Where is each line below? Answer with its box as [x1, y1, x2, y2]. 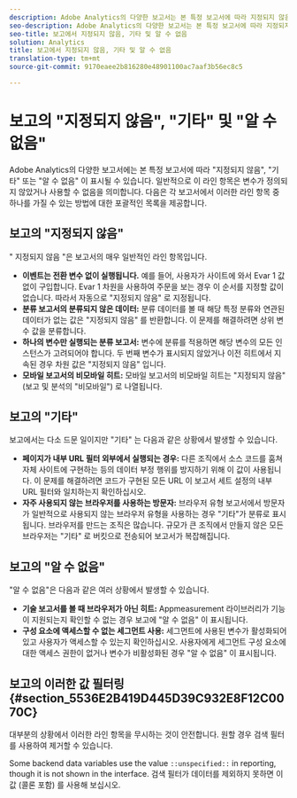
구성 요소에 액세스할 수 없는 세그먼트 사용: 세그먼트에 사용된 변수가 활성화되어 [21, 626, 287, 637]
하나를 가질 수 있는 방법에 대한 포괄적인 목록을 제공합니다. [9, 197, 208, 208]
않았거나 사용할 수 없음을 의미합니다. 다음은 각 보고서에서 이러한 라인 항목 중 [18, 186, 280, 197]
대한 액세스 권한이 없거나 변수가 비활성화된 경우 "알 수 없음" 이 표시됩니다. [21, 648, 277, 659]
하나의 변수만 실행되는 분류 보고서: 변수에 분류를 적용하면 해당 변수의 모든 [21, 336, 274, 347]
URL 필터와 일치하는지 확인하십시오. [21, 487, 147, 497]
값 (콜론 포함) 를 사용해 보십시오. [9, 779, 121, 790]
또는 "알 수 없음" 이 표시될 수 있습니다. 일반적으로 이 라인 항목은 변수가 [21, 175, 265, 186]
